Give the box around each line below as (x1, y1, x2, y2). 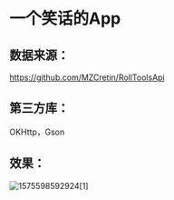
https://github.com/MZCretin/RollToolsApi (9, 72, 165, 83)
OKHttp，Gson (9, 126, 65, 137)
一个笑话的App (9, 8, 121, 29)
